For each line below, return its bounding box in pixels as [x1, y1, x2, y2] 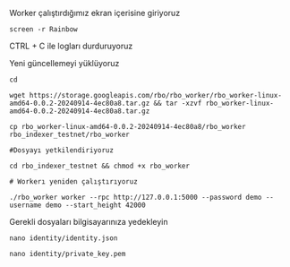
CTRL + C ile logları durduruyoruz [9, 40, 133, 51]
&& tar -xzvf [153, 99, 202, 108]
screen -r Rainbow [9, 25, 78, 34]
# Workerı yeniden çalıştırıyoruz [9, 177, 139, 186]
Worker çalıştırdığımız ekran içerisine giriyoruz [9, 8, 181, 18]
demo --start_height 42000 [45, 201, 146, 210]
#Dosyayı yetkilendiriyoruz [9, 146, 115, 155]
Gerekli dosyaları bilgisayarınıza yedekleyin [9, 217, 168, 227]
